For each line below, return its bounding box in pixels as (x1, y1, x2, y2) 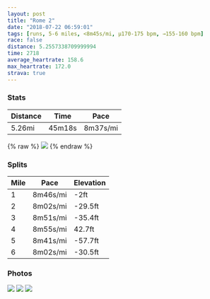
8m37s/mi (83, 123, 119, 133)
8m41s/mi (33, 236, 67, 246)
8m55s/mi (33, 224, 67, 234)
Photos (7, 269, 33, 279)
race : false (7, 37, 42, 44)
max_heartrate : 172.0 (7, 63, 71, 70)
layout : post (7, 10, 46, 18)
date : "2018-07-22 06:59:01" (7, 23, 93, 30)
